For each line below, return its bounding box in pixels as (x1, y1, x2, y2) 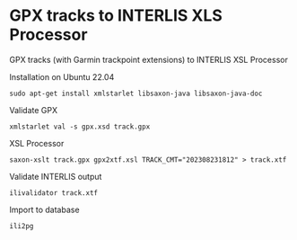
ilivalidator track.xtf (9, 188, 99, 198)
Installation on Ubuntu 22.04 (9, 71, 115, 82)
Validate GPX (9, 104, 58, 115)
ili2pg (9, 221, 34, 230)
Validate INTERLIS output (9, 171, 102, 182)
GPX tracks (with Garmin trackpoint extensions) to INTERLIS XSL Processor (9, 54, 289, 65)
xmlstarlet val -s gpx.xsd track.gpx (9, 122, 151, 131)
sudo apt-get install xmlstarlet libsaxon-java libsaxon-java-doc (9, 89, 263, 98)
